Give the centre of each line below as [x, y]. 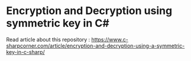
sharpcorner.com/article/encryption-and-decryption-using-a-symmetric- [96, 46]
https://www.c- [110, 39]
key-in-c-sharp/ [26, 52]
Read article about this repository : [48, 39]
